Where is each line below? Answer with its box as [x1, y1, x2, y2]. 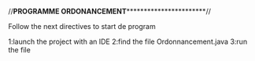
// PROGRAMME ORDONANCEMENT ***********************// [8, 7, 211, 16]
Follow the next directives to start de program [8, 22, 156, 30]
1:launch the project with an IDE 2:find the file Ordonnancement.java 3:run [8, 37, 248, 46]
